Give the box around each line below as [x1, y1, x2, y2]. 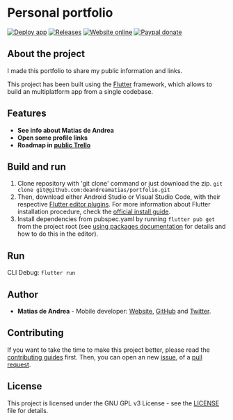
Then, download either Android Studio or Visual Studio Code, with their [17, 193, 221, 201]
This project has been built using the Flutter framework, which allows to [7, 80, 213, 88]
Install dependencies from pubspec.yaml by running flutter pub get [17, 215, 216, 223]
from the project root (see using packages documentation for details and [17, 223, 226, 231]
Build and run [7, 161, 66, 172]
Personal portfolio [7, 5, 113, 21]
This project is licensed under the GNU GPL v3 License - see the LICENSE [7, 398, 220, 407]
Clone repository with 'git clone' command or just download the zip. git [17, 179, 223, 188]
